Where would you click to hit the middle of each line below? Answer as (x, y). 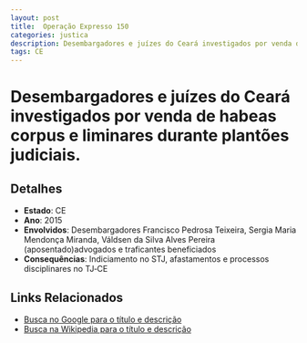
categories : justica (50, 35)
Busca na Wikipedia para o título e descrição (107, 328)
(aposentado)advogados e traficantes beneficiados (120, 249)
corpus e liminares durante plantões (150, 135)
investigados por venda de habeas (143, 116)
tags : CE (27, 52)
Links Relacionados (67, 297)
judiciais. (46, 155)
